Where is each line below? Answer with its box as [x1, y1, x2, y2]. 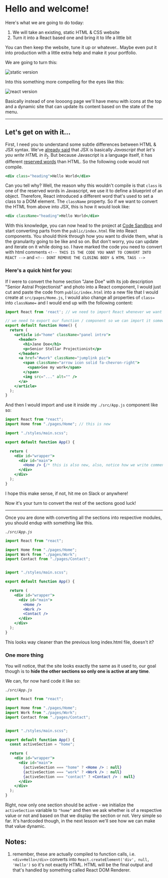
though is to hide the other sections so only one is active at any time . [5, 668, 150, 674]
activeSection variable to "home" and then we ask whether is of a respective [5, 807, 162, 813]
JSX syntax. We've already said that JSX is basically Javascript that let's [5, 146, 155, 153]
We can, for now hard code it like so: [5, 678, 81, 684]
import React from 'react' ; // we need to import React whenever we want [5, 309, 162, 315]
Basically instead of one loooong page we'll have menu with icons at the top [5, 98, 162, 104]
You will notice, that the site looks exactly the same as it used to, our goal [5, 663, 156, 669]
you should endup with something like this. [5, 519, 93, 526]
